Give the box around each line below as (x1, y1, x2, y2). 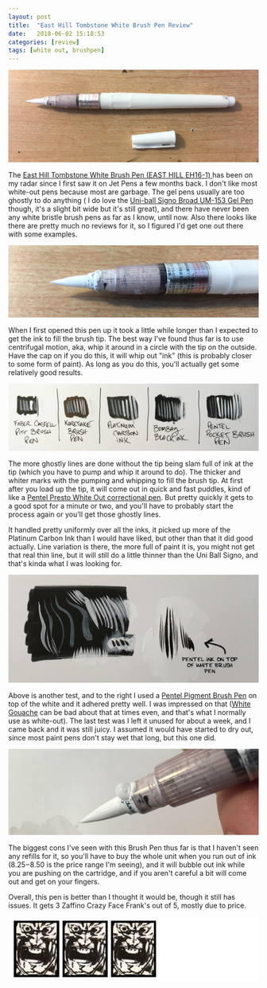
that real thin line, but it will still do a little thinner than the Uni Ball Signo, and (8, 550, 258, 560)
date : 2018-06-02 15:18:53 (8, 29, 105, 37)
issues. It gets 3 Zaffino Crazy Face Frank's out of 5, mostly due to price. (8, 900, 247, 911)
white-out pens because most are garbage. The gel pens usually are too (8, 187, 245, 197)
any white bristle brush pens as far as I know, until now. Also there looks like (8, 213, 257, 222)
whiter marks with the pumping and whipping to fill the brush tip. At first (8, 476, 244, 486)
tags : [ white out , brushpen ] (8, 46, 105, 55)
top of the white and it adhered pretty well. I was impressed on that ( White (8, 699, 251, 709)
